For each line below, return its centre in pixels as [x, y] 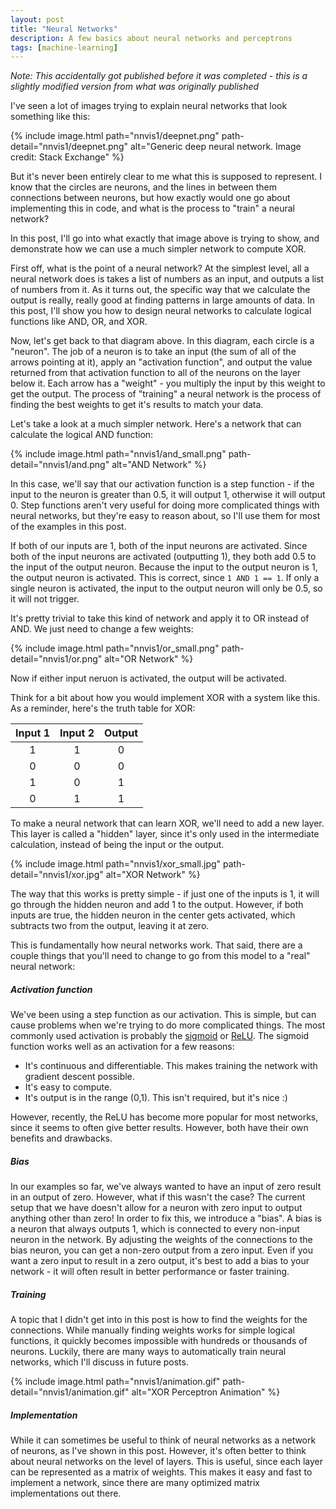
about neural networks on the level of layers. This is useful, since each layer [166, 1462]
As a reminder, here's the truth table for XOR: [103, 708]
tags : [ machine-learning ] [64, 47]
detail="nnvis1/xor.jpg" [57, 875]
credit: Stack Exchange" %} [67, 157]
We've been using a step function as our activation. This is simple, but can [163, 1015]
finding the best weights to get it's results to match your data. [137, 405]
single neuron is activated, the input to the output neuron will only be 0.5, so [166, 588]
